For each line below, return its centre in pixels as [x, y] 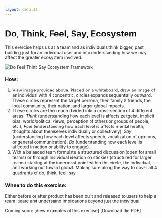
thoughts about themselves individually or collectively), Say [72, 131]
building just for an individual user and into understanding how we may [76, 52]
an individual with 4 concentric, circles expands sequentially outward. [82, 95]
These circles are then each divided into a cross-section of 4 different [82, 110]
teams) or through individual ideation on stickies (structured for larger [82, 157]
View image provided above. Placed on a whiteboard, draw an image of [84, 90]
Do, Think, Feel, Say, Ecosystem [71, 33]
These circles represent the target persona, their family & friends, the [81, 100]
